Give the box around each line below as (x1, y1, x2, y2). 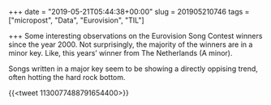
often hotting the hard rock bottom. (8, 73, 126, 82)
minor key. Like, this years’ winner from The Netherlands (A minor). (8, 48, 233, 57)
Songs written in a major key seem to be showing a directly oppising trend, (8, 64, 258, 73)
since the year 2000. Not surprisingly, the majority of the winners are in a (8, 40, 253, 49)
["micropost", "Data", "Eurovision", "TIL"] (8, 15, 144, 25)
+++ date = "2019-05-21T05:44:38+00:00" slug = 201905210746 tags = (8, 7, 250, 16)
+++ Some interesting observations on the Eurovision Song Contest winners (8, 31, 263, 40)
